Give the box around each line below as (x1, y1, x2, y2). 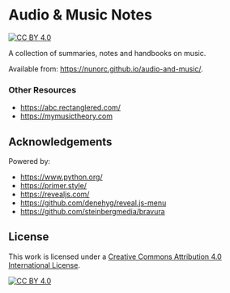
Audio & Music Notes (8, 6, 152, 24)
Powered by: (8, 157, 51, 166)
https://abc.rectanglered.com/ (19, 103, 121, 113)
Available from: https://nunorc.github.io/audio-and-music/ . (8, 63, 204, 74)
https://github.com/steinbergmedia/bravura (19, 207, 165, 217)
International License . (8, 260, 81, 269)
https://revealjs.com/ (19, 189, 90, 200)
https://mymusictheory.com (19, 111, 113, 121)
